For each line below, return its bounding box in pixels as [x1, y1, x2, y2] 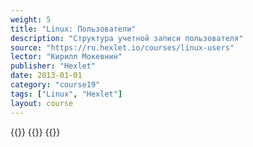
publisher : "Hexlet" [10, 61, 97, 71]
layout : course [10, 98, 74, 108]
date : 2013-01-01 [10, 71, 83, 81]
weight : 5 [10, 14, 52, 25]
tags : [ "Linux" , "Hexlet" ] [10, 89, 123, 99]
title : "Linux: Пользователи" [10, 24, 137, 34]
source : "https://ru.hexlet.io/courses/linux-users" [10, 42, 235, 53]
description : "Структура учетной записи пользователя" [10, 33, 244, 43]
